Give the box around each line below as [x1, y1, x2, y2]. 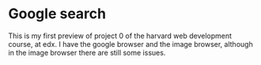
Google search [8, 5, 107, 23]
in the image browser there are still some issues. [8, 48, 166, 57]
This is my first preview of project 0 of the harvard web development [8, 31, 232, 40]
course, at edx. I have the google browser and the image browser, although [8, 39, 253, 48]
